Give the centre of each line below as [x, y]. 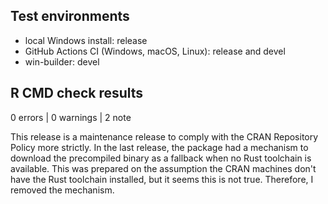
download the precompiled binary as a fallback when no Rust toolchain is [161, 158]
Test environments [70, 16]
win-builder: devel [62, 61]
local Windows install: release [86, 40]
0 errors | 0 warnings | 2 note [71, 117]
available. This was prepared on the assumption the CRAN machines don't [163, 168]
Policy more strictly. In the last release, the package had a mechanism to [159, 147]
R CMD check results [77, 93]
